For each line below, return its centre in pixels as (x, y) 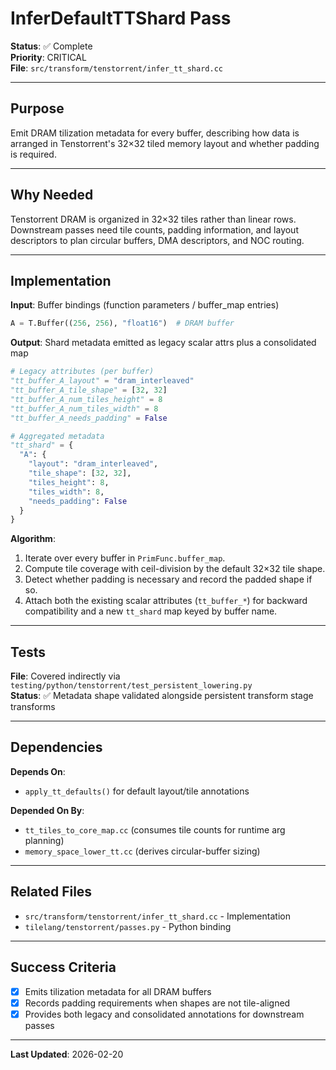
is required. (33, 154)
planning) (44, 840)
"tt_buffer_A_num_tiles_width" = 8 (84, 408)
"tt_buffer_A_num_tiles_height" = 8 (86, 399)
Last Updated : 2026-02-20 (67, 1054)
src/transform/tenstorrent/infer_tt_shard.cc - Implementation (157, 916)
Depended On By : (47, 810)
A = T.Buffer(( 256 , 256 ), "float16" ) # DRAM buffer (122, 323)
